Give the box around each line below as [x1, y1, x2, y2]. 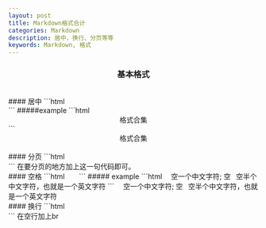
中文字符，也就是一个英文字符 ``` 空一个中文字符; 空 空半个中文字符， [8, 182, 245, 191]
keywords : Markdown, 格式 [8, 41, 91, 49]
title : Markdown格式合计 [8, 19, 86, 27]
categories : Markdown [8, 26, 80, 34]
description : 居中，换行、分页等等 [8, 33, 114, 42]
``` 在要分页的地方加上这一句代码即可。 [8, 162, 136, 172]
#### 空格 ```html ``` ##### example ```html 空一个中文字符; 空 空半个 [8, 172, 257, 181]
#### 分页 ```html [8, 152, 65, 161]
